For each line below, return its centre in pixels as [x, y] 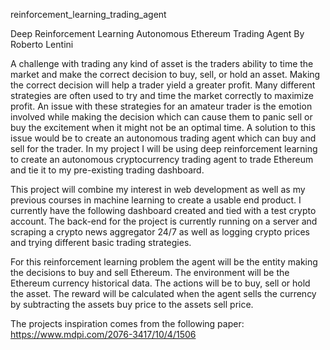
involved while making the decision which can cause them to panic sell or [161, 117]
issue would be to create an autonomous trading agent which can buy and [163, 138]
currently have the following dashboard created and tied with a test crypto [163, 210]
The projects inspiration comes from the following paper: [127, 323]
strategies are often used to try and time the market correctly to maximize [162, 95]
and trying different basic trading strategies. [101, 242]
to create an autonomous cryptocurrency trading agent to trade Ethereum [162, 159]
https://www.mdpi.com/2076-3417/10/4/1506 [103, 334]
